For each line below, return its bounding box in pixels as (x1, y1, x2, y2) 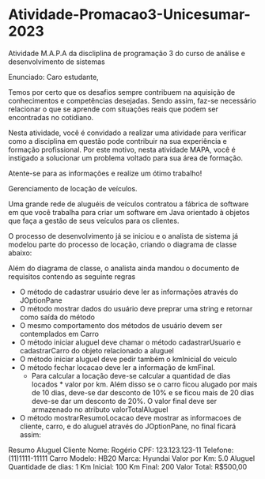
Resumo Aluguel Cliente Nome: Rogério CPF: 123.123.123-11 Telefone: (8, 445, 234, 454)
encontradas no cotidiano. (8, 112, 94, 122)
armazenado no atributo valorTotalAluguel (31, 405, 168, 414)
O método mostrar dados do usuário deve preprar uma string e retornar (19, 304, 253, 313)
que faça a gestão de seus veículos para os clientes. (8, 216, 180, 225)
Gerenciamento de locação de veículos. (8, 183, 138, 193)
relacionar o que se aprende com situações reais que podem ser (8, 104, 219, 114)
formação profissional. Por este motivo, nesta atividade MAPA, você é (8, 145, 236, 154)
